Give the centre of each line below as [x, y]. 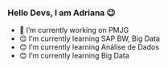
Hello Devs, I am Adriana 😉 [61, 13]
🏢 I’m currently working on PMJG [74, 30]
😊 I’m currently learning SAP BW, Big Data [89, 38]
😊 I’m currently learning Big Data [74, 56]
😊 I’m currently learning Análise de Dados [89, 47]
